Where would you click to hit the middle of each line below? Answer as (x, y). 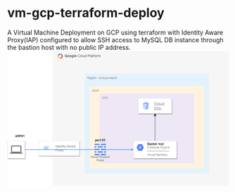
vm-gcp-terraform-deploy (86, 13)
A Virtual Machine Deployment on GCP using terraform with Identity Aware (115, 32)
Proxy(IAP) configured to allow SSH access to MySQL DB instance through (115, 39)
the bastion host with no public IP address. (69, 47)
